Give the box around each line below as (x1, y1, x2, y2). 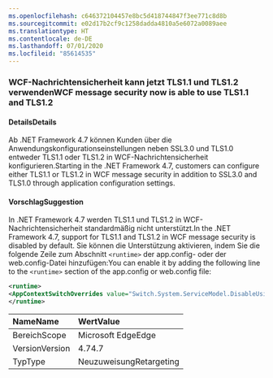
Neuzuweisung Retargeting (78, 355, 180, 367)
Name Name (12, 315, 59, 327)
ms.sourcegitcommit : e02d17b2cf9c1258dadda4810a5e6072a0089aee (8, 20, 227, 28)
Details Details (8, 117, 57, 127)
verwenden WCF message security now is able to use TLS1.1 (8, 86, 249, 98)
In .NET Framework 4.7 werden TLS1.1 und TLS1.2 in (8, 215, 182, 224)
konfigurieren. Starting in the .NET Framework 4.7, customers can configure (8, 161, 260, 171)
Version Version (12, 342, 71, 354)
